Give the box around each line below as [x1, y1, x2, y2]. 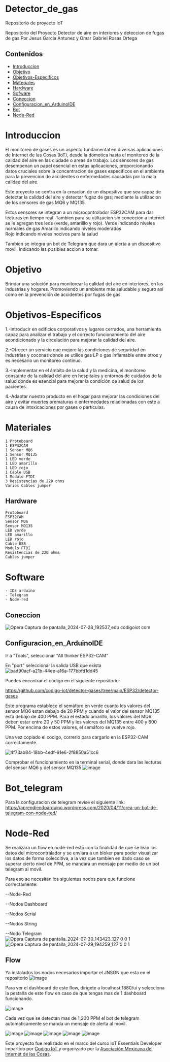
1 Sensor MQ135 [5, 452, 38, 457]
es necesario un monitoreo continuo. [5, 357, 82, 363]
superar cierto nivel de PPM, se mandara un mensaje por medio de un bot [5, 860, 160, 867]
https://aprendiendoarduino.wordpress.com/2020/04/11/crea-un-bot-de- [5, 804, 158, 810]
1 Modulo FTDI [5, 474, 36, 479]
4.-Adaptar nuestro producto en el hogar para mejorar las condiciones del [5, 393, 160, 399]
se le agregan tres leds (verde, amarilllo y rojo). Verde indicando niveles [5, 220, 155, 226]
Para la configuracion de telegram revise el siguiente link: [5, 799, 125, 805]
